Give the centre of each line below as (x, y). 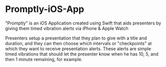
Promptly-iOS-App (45, 9)
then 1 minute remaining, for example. (44, 59)
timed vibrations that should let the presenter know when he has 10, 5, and (82, 54)
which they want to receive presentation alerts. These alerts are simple (78, 48)
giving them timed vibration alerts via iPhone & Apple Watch (67, 28)
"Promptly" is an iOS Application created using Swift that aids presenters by (83, 23)
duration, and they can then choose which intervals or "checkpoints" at (78, 43)
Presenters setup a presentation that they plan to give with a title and (76, 38)
